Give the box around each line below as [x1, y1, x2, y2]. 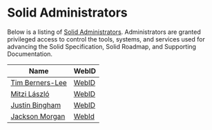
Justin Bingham [10, 100, 61, 110]
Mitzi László [10, 89, 50, 98]
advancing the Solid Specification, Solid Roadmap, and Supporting [7, 42, 197, 50]
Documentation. [7, 50, 53, 58]
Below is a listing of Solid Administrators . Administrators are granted [7, 28, 202, 36]
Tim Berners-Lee [10, 77, 67, 87]
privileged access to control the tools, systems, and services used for [7, 35, 205, 43]
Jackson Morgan [10, 111, 66, 121]
